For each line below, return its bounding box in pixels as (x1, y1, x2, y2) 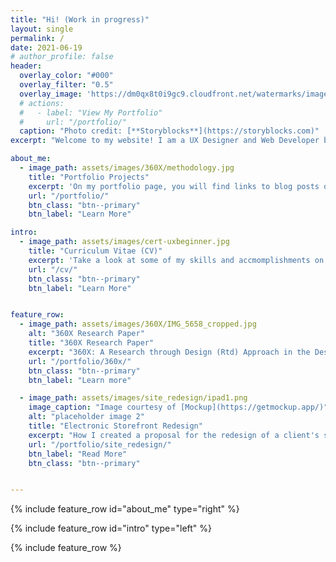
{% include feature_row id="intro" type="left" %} (10, 522, 212, 535)
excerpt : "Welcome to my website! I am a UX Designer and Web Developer (10, 136, 320, 146)
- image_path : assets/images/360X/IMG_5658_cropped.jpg (19, 319, 257, 330)
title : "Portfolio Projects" (28, 172, 150, 182)
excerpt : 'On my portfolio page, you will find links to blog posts (28, 181, 320, 191)
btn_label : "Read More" (28, 449, 128, 459)
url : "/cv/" (28, 264, 78, 275)
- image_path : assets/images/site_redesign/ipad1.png (19, 393, 248, 403)
